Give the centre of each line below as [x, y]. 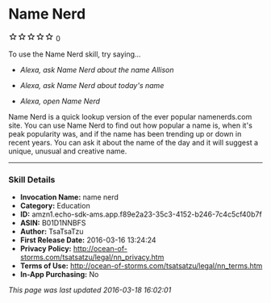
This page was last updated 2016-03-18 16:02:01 [90, 290]
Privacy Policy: [46, 249]
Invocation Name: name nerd [69, 197]
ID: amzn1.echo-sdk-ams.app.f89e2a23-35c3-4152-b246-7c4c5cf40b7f [141, 214]
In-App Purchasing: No [59, 275]
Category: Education [55, 206]
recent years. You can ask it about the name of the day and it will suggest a [133, 142]
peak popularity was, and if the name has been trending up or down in [125, 133]
